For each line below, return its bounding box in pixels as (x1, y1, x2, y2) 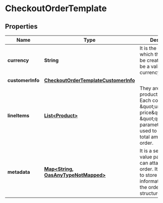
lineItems (7, 112, 30, 119)
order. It (140, 166, 158, 172)
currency (7, 57, 29, 64)
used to (140, 127, 157, 134)
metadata (7, 169, 30, 175)
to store (140, 172, 158, 178)
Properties (5, 22, 38, 31)
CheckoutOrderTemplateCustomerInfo (44, 77, 135, 84)
